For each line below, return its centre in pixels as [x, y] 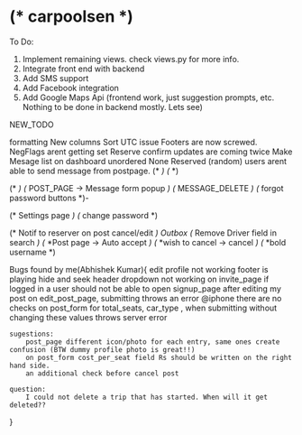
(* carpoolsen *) [71, 17]
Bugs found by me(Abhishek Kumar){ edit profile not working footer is [139, 269]
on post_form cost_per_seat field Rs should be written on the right [159, 357]
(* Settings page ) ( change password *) [84, 215]
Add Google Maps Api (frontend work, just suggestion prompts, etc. [148, 97]
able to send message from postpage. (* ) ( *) [94, 171]
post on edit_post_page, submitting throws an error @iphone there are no [146, 298]
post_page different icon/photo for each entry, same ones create [153, 342]
